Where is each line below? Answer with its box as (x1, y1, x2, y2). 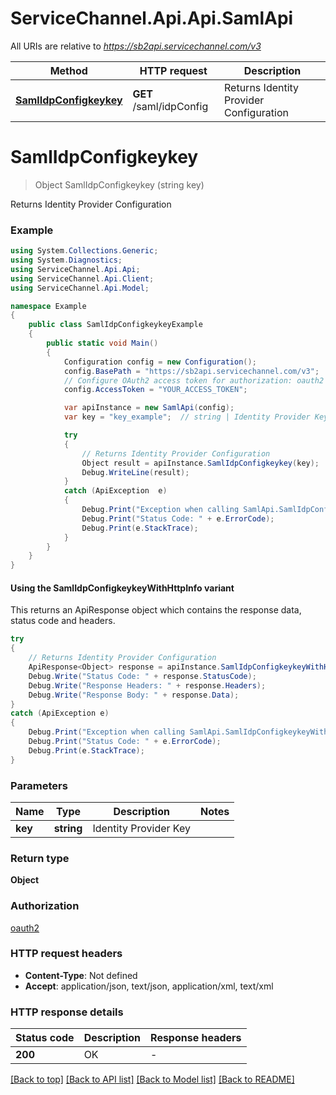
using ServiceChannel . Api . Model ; (10, 283, 150, 293)
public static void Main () (46, 338, 159, 349)
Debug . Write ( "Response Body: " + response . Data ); (28, 690, 240, 700)
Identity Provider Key (92, 821, 191, 835)
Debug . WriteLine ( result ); (81, 467, 190, 477)
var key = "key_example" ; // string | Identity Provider (63, 412, 311, 422)
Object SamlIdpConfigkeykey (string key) (34, 178, 205, 191)
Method (49, 63, 88, 77)
